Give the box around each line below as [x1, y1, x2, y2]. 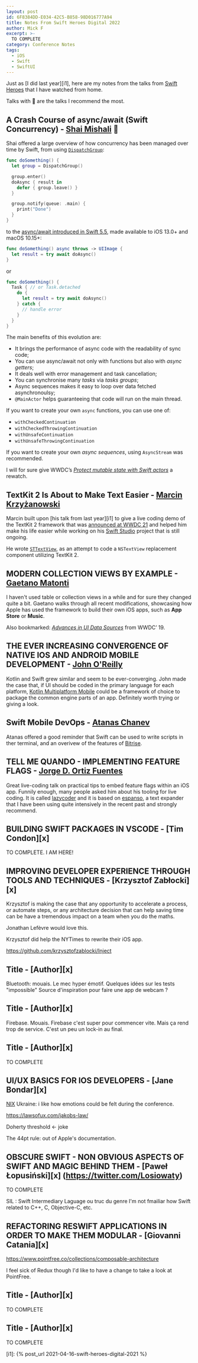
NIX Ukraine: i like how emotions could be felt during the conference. [6, 1100, 174, 1107]
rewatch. [6, 473, 28, 480]
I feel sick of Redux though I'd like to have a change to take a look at [6, 1267, 173, 1274]
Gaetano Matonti [6, 578, 69, 588]
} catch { [17, 301, 41, 307]
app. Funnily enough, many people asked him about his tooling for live [6, 788, 177, 795]
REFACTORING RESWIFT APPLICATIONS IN [6, 1221, 167, 1231]
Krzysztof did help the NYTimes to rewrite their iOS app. [6, 936, 143, 943]
